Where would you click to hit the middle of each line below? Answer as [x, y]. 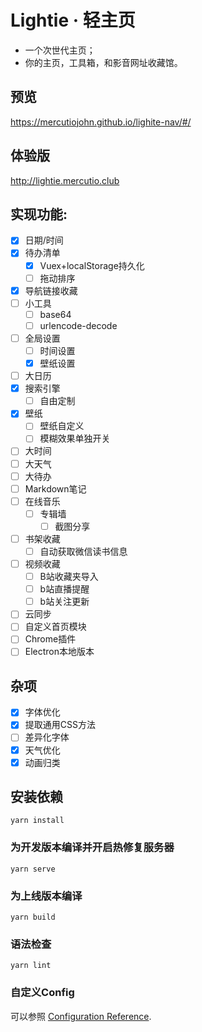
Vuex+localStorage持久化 [92, 265]
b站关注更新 [64, 602]
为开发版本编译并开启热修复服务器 [92, 848]
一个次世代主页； [60, 50]
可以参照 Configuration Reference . [81, 1016]
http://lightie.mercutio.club [65, 180]
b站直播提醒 [64, 589]
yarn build [33, 917]
